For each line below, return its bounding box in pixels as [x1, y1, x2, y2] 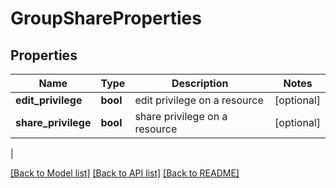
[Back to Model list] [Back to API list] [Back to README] [10, 167, 240, 179]
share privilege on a [134, 110, 228, 123]
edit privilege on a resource [134, 93, 264, 107]
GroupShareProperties [10, 7, 202, 30]
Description [171, 77, 229, 90]
